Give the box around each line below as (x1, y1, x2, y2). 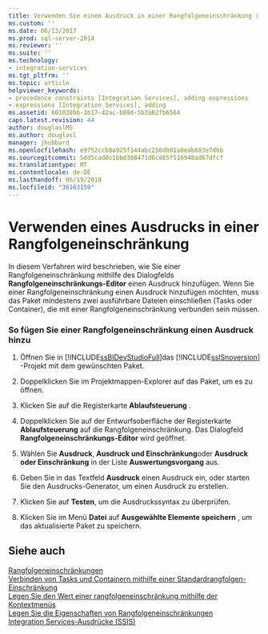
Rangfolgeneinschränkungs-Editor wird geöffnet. (19, 433, 186, 442)
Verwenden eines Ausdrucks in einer (8, 217, 260, 236)
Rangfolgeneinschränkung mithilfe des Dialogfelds (8, 270, 174, 279)
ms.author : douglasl (8, 131, 78, 139)
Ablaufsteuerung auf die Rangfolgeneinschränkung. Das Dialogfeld (19, 425, 244, 434)
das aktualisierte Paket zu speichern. (19, 521, 142, 530)
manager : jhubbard (8, 138, 70, 147)
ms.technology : (8, 57, 59, 65)
